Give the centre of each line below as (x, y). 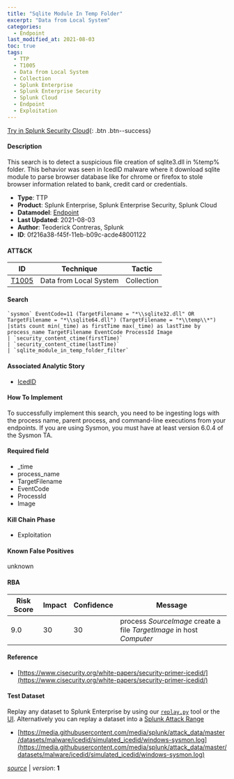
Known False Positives (41, 551)
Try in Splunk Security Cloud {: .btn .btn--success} (79, 130)
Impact (55, 605)
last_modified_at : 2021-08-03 (51, 40)
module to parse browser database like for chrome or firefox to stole (105, 176)
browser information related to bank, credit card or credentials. (97, 184)
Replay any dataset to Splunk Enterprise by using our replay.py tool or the (114, 711)
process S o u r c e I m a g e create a (171, 621)
